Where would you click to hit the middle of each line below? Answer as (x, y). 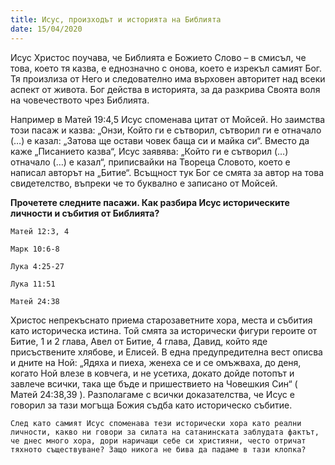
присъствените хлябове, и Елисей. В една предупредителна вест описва (166, 352)
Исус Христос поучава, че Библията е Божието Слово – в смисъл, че (158, 57)
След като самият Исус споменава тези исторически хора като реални (156, 423)
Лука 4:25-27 (37, 266)
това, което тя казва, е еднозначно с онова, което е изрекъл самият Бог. (166, 68)
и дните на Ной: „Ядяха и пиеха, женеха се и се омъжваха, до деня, (156, 362)
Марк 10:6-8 (35, 249)
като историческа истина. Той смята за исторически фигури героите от (164, 330)
